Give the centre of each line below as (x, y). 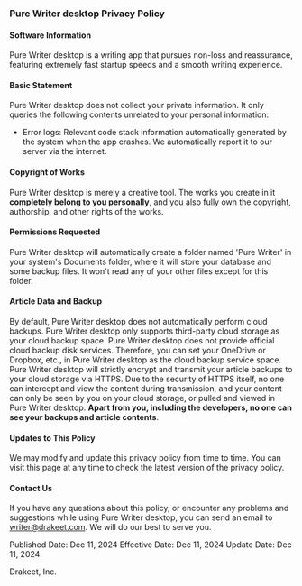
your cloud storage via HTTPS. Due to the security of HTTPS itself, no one (147, 379)
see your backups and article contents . (84, 417)
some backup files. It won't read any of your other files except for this (139, 271)
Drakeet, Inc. (33, 572)
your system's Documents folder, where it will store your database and (141, 261)
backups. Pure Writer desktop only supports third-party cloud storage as (145, 331)
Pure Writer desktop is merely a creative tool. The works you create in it (142, 192)
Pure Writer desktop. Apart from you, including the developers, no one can (151, 407)
